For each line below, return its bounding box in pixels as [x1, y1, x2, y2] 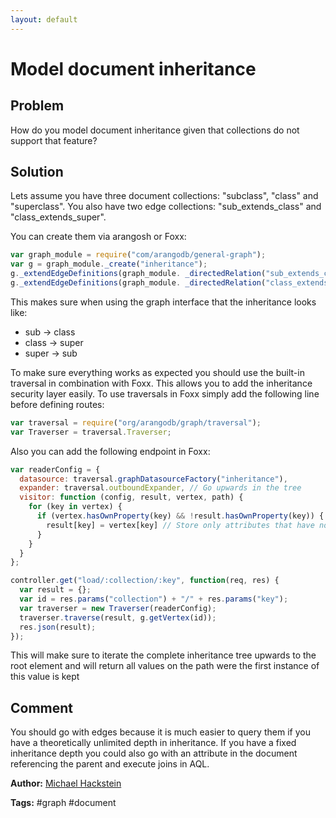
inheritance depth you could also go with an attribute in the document [10, 747, 298, 760]
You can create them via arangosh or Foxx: [10, 231, 187, 243]
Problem [10, 97, 65, 115]
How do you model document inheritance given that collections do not [10, 124, 300, 136]
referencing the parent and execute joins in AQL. [10, 758, 210, 770]
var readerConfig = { [10, 464, 101, 475]
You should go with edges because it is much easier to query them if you [10, 726, 311, 738]
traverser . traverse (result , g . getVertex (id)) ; [19, 612, 217, 623]
